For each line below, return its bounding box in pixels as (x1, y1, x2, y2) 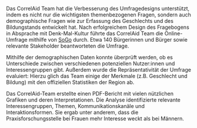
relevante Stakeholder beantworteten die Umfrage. (6, 42, 129, 49)
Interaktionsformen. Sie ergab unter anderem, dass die (6, 109, 139, 116)
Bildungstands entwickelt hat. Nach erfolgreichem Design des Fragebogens (6, 23, 189, 31)
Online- (164, 30, 183, 37)
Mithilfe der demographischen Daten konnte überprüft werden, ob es (6, 54, 173, 60)
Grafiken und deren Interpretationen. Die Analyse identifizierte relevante (6, 96, 181, 103)
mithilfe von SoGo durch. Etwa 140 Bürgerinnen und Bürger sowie (28, 36, 188, 43)
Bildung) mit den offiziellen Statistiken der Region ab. (6, 79, 135, 86)
